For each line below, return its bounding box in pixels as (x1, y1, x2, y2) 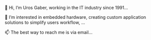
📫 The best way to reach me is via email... (5, 30, 93, 35)
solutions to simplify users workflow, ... (5, 20, 85, 25)
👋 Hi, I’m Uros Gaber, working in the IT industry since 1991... (5, 5, 128, 10)
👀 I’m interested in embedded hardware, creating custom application (5, 14, 146, 20)
